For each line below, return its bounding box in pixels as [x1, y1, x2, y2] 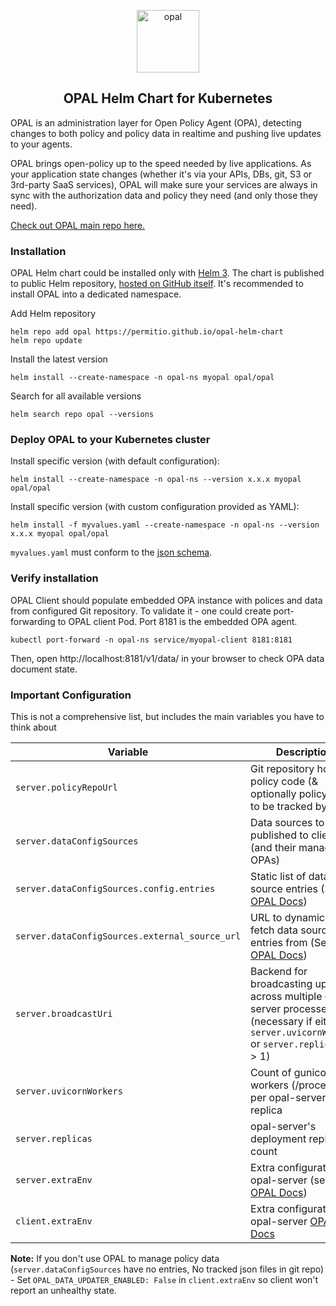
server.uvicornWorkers [15, 1086, 123, 1097]
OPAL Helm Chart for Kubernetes [63, 90, 273, 107]
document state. [10, 663, 78, 675]
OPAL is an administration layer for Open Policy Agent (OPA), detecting [10, 116, 302, 129]
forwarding [10, 615, 56, 627]
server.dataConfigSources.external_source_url [15, 931, 242, 942]
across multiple [250, 990, 323, 1003]
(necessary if [250, 1015, 313, 1028]
